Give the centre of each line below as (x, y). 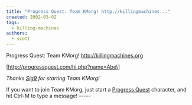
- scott (21, 39)
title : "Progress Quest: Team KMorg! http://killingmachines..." (88, 11)
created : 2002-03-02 (32, 17)
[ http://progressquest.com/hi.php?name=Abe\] (63, 67)
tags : (13, 22)
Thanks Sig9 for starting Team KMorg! (53, 78)
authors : (17, 33)
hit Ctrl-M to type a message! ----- (48, 96)
